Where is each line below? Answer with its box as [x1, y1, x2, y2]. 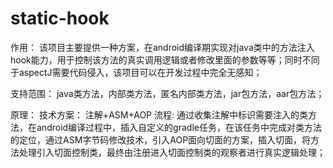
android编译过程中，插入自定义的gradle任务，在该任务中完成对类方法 [36, 121, 322, 133]
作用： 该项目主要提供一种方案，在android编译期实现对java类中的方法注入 [10, 41, 315, 53]
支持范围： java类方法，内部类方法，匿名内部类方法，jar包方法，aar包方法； [10, 87, 325, 99]
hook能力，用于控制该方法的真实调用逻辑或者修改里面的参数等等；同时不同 [10, 53, 320, 66]
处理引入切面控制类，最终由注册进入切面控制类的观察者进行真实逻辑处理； [18, 146, 326, 158]
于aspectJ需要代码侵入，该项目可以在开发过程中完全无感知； [10, 66, 263, 78]
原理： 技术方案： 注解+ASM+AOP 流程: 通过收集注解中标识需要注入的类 [10, 108, 308, 121]
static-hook [10, 7, 110, 30]
